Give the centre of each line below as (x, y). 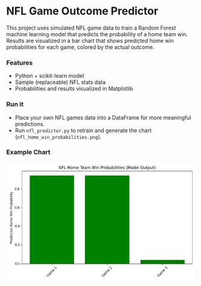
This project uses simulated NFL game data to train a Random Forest (91, 28)
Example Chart (28, 152)
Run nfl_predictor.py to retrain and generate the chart (83, 130)
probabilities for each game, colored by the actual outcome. (80, 47)
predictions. (30, 124)
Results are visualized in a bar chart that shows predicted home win (90, 40)
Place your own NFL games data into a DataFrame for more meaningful (103, 117)
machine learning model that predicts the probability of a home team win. (97, 34)
